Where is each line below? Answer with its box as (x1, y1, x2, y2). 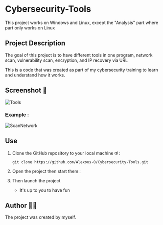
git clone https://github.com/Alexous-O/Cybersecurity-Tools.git (12, 159, 148, 165)
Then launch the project (12, 177, 61, 183)
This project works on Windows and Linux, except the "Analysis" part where (5, 20, 159, 25)
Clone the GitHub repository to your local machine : (12, 150, 121, 156)
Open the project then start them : (12, 168, 81, 174)
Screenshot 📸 (5, 86, 47, 95)
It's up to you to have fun (19, 187, 70, 193)
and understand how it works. (5, 72, 65, 78)
